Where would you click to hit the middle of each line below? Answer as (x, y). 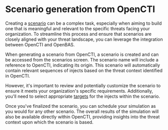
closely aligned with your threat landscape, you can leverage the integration (84, 39)
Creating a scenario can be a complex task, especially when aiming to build (84, 23)
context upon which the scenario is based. (49, 122)
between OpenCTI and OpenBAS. (40, 44)
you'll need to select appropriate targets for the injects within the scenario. (83, 96)
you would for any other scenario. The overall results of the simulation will (82, 111)
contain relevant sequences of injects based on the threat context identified (84, 70)
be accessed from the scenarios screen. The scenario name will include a (82, 59)
